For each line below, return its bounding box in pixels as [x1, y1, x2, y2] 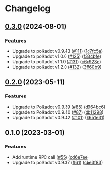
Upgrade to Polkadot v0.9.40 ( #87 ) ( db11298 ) [12, 109, 104, 115]
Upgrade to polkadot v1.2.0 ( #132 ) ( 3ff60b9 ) [12, 64, 102, 70]
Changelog [5, 3, 51, 14]
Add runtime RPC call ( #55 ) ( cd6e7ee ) [12, 154, 89, 160]
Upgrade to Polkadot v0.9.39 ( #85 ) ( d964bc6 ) [12, 104, 106, 110]
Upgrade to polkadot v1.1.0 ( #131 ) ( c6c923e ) [12, 58, 101, 64]
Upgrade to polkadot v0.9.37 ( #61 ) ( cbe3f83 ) [12, 160, 103, 166]
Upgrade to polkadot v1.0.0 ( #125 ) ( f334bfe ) [12, 53, 102, 59]
